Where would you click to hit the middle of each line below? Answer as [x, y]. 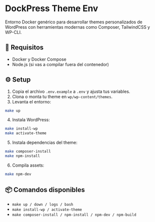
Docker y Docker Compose [39, 59]
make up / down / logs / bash [43, 205]
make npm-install [23, 156]
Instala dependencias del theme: [45, 143]
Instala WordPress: [31, 120]
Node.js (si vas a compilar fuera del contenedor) [60, 64]
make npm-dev [18, 174]
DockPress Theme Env [52, 9]
